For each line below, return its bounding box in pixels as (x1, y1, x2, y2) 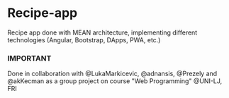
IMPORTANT (7, 53, 52, 63)
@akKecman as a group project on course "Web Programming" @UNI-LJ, (7, 77, 223, 85)
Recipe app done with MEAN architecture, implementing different (7, 28, 198, 37)
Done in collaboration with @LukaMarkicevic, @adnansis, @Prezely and (7, 69, 218, 78)
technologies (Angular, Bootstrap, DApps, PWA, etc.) (7, 35, 161, 44)
